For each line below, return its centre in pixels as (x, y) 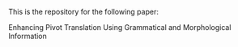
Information (28, 36)
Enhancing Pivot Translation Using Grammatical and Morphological (120, 27)
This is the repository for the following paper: (84, 12)
